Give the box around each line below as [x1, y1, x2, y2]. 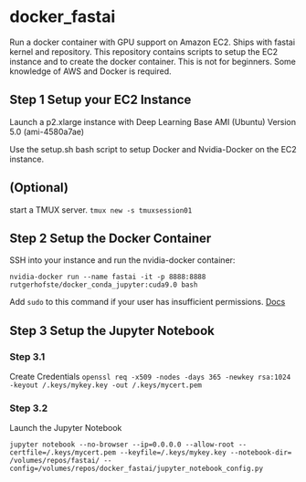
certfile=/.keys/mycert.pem [9, 448, 117, 457]
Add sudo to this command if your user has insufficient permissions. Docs [9, 297, 286, 308]
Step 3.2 [9, 402, 48, 414]
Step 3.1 [9, 350, 46, 362]
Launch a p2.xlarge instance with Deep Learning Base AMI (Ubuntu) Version [9, 116, 297, 127]
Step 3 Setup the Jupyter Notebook [9, 322, 215, 339]
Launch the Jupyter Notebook [9, 423, 122, 434]
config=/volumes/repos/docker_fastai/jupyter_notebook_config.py [9, 464, 263, 474]
